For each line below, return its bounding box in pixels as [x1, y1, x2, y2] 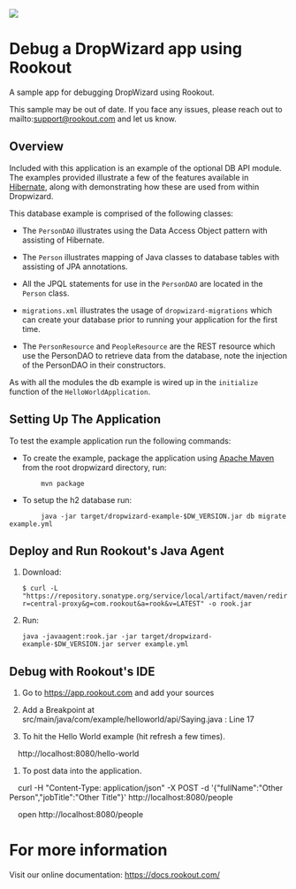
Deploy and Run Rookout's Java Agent [9, 543, 224, 558]
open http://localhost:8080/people [17, 809, 144, 820]
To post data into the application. [21, 766, 142, 777]
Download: [21, 567, 62, 577]
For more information [9, 840, 168, 861]
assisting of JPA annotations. [21, 261, 128, 272]
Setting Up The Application [9, 412, 162, 427]
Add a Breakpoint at [21, 705, 95, 715]
